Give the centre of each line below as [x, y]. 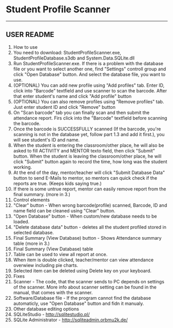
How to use [25, 47]
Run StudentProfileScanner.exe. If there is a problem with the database [88, 63]
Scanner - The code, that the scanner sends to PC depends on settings [89, 281]
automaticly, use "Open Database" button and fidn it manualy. [79, 303]
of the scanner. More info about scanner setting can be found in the [85, 287]
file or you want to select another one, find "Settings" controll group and [90, 69]
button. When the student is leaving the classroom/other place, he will [87, 156]
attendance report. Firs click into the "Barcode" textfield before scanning [90, 118]
